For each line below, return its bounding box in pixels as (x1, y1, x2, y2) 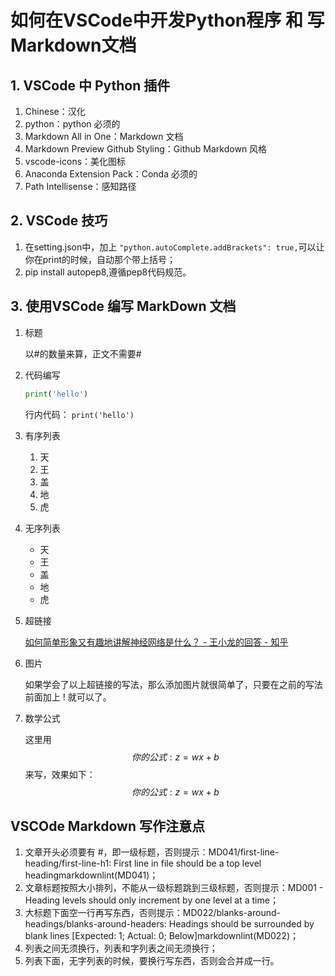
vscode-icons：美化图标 (24, 156, 127, 167)
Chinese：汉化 (24, 106, 86, 117)
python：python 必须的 (24, 118, 121, 130)
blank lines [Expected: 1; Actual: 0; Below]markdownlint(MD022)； (24, 930, 300, 942)
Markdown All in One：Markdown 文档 (24, 131, 184, 142)
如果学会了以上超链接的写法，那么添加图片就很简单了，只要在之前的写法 (24, 678, 323, 690)
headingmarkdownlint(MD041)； (24, 869, 159, 881)
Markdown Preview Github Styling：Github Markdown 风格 (24, 143, 268, 155)
